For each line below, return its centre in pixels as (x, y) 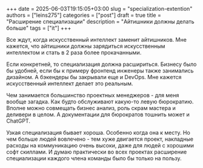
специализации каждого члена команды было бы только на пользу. (94, 158)
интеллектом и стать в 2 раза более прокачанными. (74, 53)
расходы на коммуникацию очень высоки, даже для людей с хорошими (100, 145)
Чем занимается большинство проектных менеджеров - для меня (93, 95)
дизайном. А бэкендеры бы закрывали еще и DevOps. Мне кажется (94, 77)
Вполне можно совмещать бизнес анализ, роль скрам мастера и (91, 108)
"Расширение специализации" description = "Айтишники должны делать (101, 21)
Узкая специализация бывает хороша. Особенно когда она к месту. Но (98, 133)
